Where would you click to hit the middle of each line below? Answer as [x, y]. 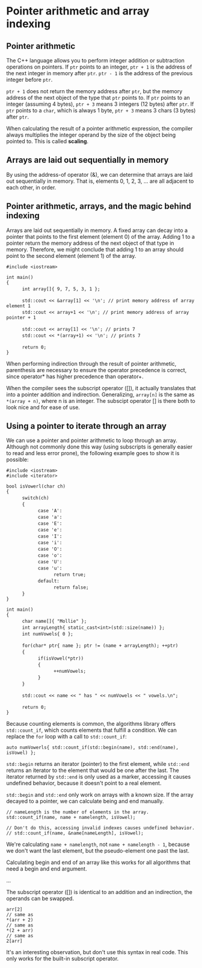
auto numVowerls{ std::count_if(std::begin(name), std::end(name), [93, 748]
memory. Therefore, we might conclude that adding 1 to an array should [95, 249]
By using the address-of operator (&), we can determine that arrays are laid [99, 174]
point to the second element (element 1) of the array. [71, 256]
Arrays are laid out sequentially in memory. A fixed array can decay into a [97, 230]
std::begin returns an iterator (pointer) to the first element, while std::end [98, 764]
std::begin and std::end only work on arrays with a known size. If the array [100, 795]
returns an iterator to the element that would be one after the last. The [93, 770]
